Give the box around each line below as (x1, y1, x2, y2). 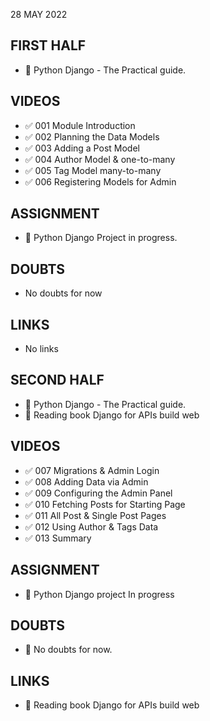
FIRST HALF (10, 37, 87, 54)
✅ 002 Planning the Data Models (24, 130, 160, 143)
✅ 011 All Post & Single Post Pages (24, 509, 167, 521)
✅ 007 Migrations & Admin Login (24, 464, 160, 476)
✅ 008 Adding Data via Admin (24, 475, 149, 488)
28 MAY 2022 (10, 9, 68, 20)
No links (24, 343, 59, 355)
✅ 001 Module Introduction (24, 119, 136, 131)
